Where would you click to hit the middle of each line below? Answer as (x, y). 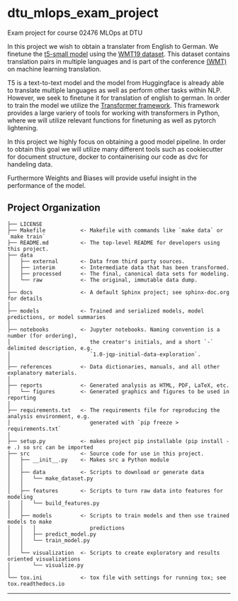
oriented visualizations (44, 559)
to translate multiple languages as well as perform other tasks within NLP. (114, 90)
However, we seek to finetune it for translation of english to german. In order (119, 98)
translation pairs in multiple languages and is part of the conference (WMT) (117, 61)
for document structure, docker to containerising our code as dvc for (108, 157)
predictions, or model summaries (57, 317)
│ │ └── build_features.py (53, 503)
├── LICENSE (25, 224)
